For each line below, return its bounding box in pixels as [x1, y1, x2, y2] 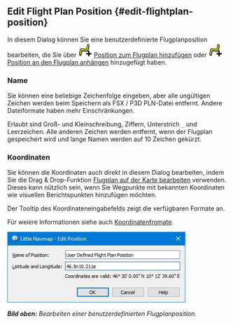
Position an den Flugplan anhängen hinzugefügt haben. [7, 58, 167, 66]
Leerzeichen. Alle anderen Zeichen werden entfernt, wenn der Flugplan [7, 128, 213, 136]
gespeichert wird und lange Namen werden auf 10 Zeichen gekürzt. [7, 135, 202, 143]
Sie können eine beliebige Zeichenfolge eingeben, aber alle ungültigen [7, 91, 211, 100]
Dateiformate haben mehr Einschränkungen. [7, 107, 135, 115]
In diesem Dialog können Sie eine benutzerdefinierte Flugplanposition [7, 35, 208, 44]
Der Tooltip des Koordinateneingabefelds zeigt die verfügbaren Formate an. [7, 204, 225, 213]
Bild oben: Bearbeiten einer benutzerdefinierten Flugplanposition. [7, 310, 197, 318]
